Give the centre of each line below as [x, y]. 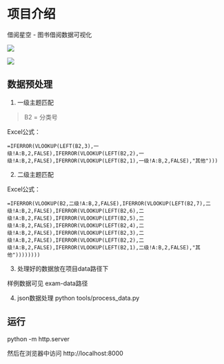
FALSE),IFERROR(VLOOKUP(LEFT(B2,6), [86, 211]
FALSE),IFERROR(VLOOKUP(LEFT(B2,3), [86, 233]
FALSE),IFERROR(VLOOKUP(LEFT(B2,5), [86, 218]
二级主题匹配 [35, 174]
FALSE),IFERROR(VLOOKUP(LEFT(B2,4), [86, 225]
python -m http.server [39, 338]
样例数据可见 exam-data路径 [48, 283]
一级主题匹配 [35, 102]
